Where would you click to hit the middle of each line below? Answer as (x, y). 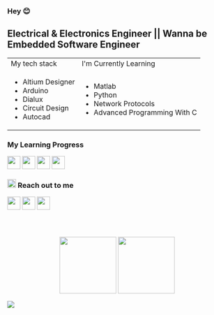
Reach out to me (46, 185)
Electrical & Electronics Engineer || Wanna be (107, 34)
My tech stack (34, 64)
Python (105, 95)
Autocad (37, 117)
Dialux (33, 99)
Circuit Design (46, 108)
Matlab (105, 86)
